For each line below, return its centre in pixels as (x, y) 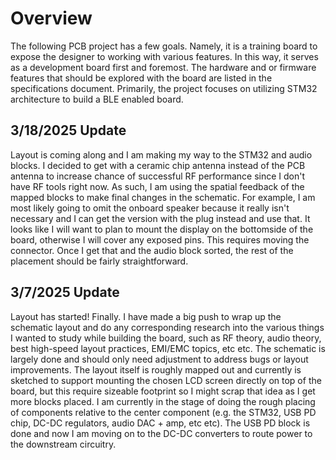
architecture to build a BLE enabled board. (97, 99)
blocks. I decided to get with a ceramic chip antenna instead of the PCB (158, 165)
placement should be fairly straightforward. (99, 261)
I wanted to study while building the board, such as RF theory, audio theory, (166, 338)
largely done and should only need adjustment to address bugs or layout (159, 359)
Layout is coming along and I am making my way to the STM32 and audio (161, 154)
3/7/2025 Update (65, 292)
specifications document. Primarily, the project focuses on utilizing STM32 (164, 88)
